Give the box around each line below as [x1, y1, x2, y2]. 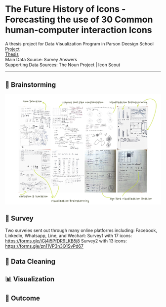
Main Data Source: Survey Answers [5, 56, 78, 62]
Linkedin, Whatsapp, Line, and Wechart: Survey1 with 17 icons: [5, 232, 132, 238]
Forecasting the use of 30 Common [5, 14, 153, 25]
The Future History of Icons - [5, 3, 126, 15]
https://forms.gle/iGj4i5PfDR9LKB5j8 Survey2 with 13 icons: [5, 238, 127, 244]
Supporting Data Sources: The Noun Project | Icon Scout [5, 62, 121, 68]
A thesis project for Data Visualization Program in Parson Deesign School [5, 40, 154, 46]
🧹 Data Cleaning [5, 258, 56, 266]
